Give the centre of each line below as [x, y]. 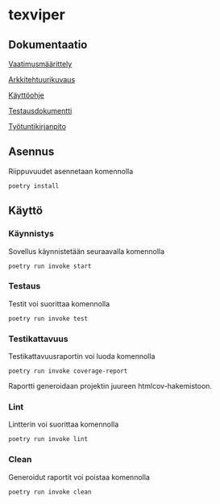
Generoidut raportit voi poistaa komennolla [79, 477]
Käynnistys [31, 234]
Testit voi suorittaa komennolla [59, 303]
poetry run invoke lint [48, 439]
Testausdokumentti [40, 111]
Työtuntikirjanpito [37, 126]
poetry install [34, 186]
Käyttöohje [26, 95]
